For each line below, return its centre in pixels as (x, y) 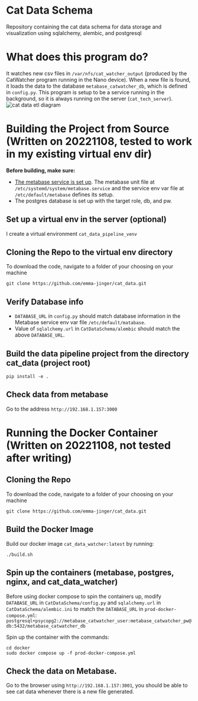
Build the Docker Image (50, 529)
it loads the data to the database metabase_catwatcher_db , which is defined (97, 86)
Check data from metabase (57, 395)
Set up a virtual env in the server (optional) (86, 220)
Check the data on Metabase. (61, 671)
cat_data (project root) (48, 363)
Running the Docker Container (82, 433)
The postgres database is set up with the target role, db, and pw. (93, 201)
